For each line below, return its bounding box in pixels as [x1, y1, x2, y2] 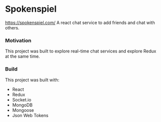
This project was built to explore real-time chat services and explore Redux [5, 48, 157, 54]
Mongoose [12, 107, 34, 113]
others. [5, 24, 20, 30]
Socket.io [12, 97, 32, 102]
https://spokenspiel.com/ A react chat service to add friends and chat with [5, 20, 155, 25]
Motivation [5, 37, 32, 44]
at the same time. [5, 53, 40, 59]
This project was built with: [5, 77, 60, 83]
